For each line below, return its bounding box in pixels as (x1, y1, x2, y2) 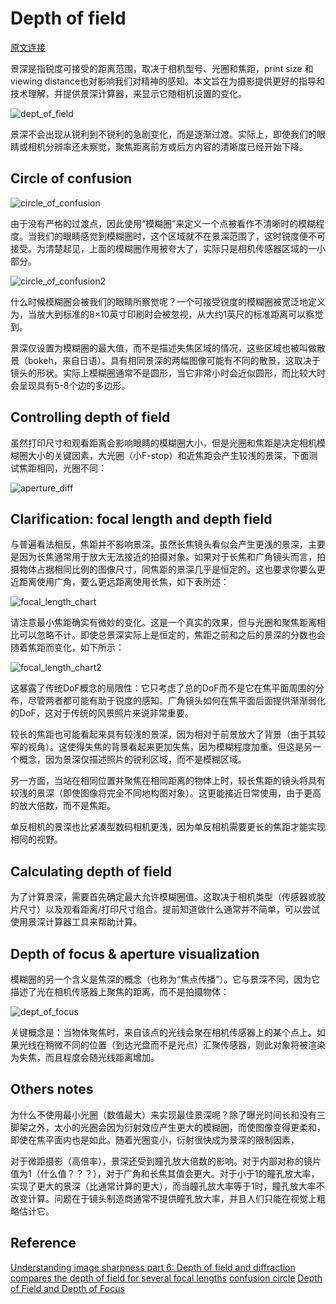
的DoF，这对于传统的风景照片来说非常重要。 (10, 707, 194, 719)
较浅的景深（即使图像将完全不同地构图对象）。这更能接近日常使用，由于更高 (10, 787, 322, 799)
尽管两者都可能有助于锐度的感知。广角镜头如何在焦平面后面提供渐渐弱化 (27, 695, 326, 707)
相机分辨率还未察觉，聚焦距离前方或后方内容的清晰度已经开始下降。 (27, 140, 308, 152)
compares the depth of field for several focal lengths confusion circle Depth (10, 1272, 323, 1284)
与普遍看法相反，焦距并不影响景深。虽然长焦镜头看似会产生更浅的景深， (10, 538, 308, 551)
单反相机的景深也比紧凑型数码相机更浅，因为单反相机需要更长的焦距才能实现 (10, 821, 326, 833)
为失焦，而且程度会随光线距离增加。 (10, 1052, 160, 1063)
